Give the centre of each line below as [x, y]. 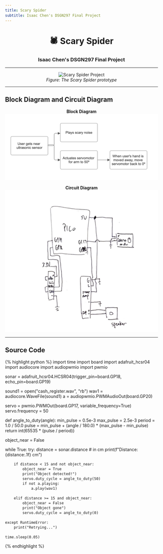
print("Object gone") [44, 508]
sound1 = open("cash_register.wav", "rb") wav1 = [54, 391]
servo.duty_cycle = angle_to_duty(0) [60, 513]
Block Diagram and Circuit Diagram [59, 100]
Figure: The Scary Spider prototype [81, 80]
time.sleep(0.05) [23, 537]
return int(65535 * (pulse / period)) [40, 430]
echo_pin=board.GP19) [28, 381]
